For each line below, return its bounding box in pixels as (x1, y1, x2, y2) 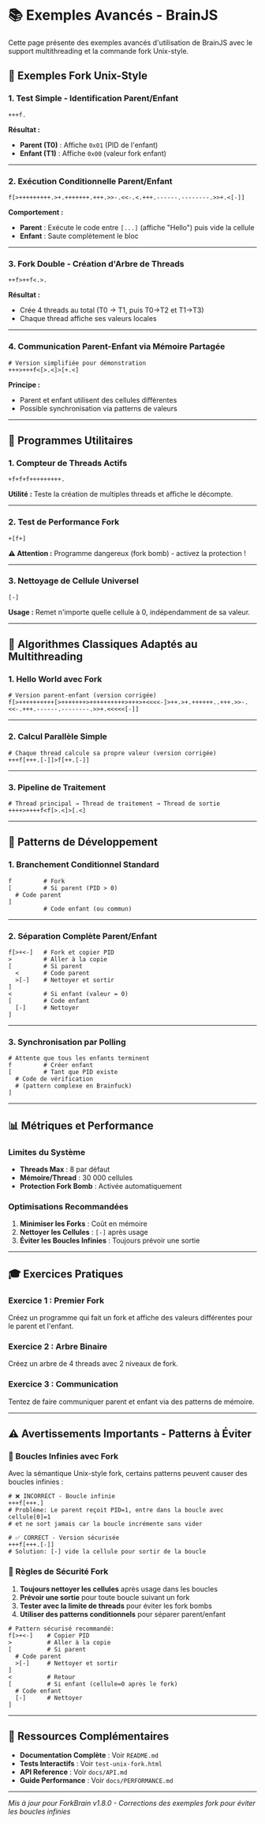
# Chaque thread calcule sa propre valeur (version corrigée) (8, 749, 217, 757)
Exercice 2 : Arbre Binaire (8, 1341, 108, 1352)
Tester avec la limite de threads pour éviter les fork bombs (19, 1601, 213, 1610)
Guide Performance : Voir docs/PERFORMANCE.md (19, 1776, 174, 1785)
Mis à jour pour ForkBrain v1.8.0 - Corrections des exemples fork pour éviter (8, 1799, 256, 1808)
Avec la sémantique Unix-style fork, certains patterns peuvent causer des (8, 1469, 248, 1478)
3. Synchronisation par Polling (8, 1036, 126, 1047)
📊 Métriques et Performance (8, 1118, 154, 1132)
